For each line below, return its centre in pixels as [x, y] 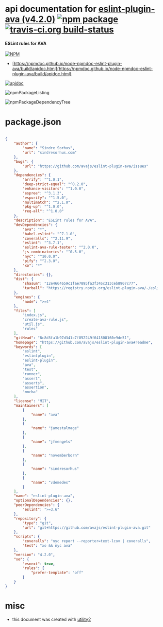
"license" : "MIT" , [32, 401]
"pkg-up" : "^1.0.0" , [43, 207]
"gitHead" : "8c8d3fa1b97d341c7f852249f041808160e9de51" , [73, 338]
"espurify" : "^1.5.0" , [45, 198]
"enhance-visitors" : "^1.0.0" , [54, 189]
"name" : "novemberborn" [55, 455]
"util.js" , [33, 324]
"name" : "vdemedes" [50, 482]
